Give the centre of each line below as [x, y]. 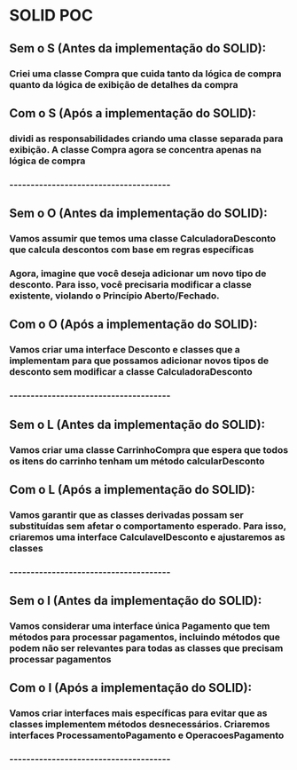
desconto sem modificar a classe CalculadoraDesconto [131, 372]
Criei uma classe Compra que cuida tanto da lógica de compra [145, 74]
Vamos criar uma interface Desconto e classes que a [125, 350]
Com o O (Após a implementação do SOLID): [133, 325]
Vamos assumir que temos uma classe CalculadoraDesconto [143, 239]
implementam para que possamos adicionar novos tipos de [139, 361]
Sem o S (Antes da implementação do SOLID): [138, 48]
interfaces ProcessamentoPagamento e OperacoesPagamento [147, 735]
